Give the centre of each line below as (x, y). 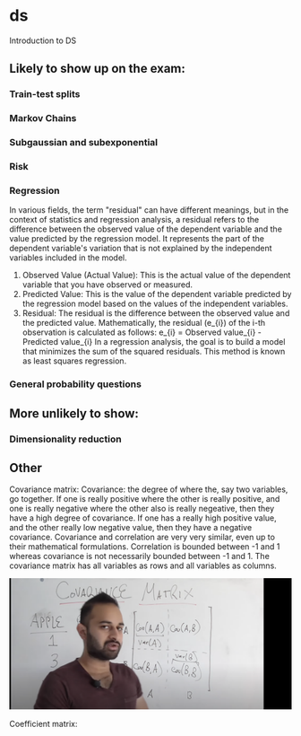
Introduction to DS (43, 40)
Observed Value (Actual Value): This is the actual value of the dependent (156, 276)
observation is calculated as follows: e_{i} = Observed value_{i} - (142, 332)
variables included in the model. (68, 258)
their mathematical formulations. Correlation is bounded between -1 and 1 (145, 547)
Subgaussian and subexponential (84, 143)
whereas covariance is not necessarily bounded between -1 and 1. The (140, 556)
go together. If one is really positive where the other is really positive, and (145, 499)
